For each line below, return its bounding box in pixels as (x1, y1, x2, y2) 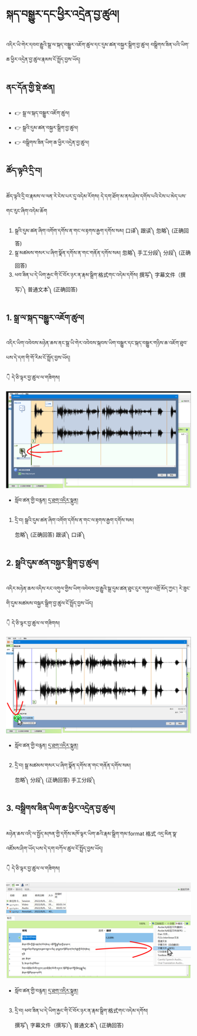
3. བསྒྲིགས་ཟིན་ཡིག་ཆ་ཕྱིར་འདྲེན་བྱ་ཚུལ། (6, 803, 116, 814)
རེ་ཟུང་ (178, 585, 191, 592)
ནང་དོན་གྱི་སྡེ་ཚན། (6, 82, 55, 93)
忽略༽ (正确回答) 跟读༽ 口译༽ (14, 531, 86, 538)
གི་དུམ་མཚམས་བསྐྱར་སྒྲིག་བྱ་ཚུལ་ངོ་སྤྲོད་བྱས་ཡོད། (6, 599, 93, 607)
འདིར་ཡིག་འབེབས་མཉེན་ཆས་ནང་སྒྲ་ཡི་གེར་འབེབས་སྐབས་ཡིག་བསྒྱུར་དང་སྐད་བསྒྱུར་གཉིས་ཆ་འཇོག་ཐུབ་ (6, 339, 188, 347)
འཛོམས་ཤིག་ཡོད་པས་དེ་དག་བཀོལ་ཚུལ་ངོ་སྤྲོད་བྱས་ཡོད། (6, 844, 103, 852)
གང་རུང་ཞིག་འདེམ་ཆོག (6, 207, 47, 214)
